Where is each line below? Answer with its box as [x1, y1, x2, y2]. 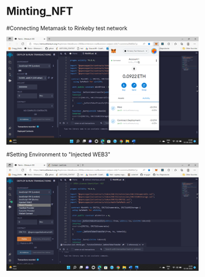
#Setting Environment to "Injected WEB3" [6, 151, 111, 158]
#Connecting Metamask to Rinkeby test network [6, 24, 128, 32]
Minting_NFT [6, 4, 73, 18]
